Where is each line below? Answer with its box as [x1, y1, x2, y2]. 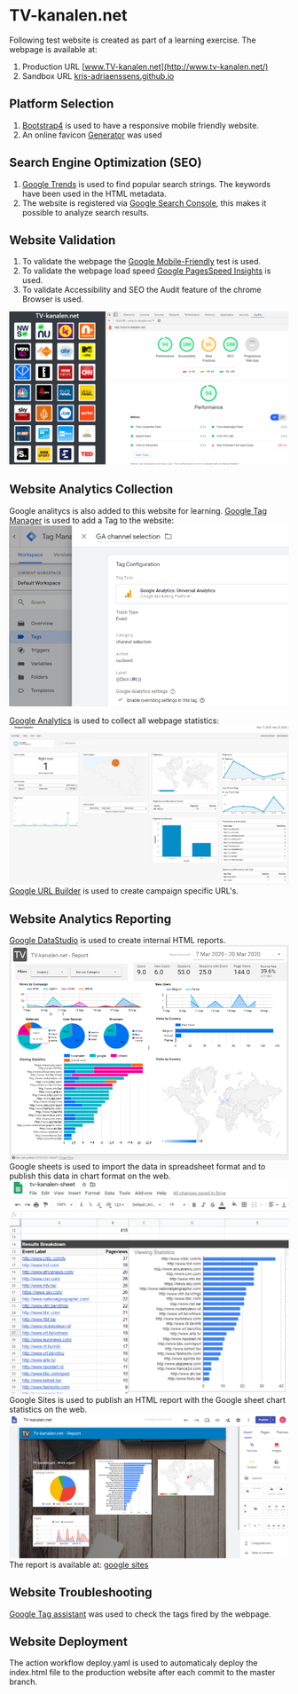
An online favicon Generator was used [21, 130, 162, 140]
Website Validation [9, 232, 116, 248]
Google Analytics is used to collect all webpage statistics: [9, 715, 220, 726]
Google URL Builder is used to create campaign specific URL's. [9, 886, 239, 896]
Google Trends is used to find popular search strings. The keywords [21, 178, 271, 189]
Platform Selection [9, 97, 114, 112]
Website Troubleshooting [9, 1585, 153, 1600]
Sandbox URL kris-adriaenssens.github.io [21, 70, 175, 81]
